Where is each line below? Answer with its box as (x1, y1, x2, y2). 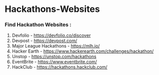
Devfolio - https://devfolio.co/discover (11, 32, 91, 38)
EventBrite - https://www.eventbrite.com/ (11, 59, 97, 65)
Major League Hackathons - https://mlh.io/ (11, 43, 100, 49)
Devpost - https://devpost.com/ (11, 38, 77, 44)
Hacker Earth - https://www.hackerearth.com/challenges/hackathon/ (11, 48, 154, 54)
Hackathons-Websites (4, 3, 100, 15)
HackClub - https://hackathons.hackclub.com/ (11, 64, 108, 70)
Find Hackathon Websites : (4, 21, 71, 28)
